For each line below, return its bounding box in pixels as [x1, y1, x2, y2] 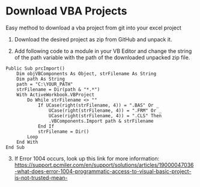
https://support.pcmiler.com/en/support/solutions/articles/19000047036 [14, 161, 194, 168]
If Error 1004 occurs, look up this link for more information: [14, 155, 160, 162]
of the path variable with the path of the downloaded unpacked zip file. [14, 54, 190, 61]
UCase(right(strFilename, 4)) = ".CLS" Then [48, 112, 162, 118]
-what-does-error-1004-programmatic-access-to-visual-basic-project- [14, 167, 192, 175]
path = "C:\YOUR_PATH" [16, 81, 73, 87]
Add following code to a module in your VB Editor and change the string [14, 47, 192, 55]
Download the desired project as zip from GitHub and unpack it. [14, 35, 172, 43]
